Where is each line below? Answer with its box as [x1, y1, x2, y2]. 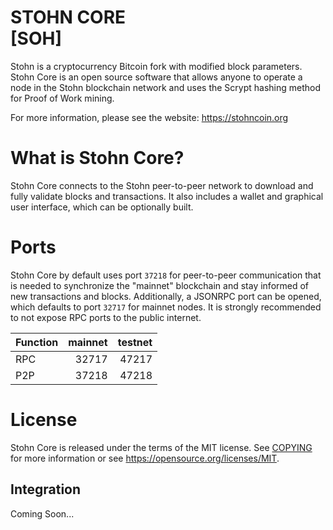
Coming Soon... [10, 507, 75, 520]
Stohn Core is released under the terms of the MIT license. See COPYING [10, 441, 313, 453]
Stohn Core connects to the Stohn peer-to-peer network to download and [10, 179, 314, 191]
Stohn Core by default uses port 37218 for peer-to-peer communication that [10, 269, 322, 281]
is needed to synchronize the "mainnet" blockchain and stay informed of [10, 279, 310, 291]
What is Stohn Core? [10, 147, 185, 170]
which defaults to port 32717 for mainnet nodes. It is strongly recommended [10, 301, 322, 313]
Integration [10, 481, 82, 498]
